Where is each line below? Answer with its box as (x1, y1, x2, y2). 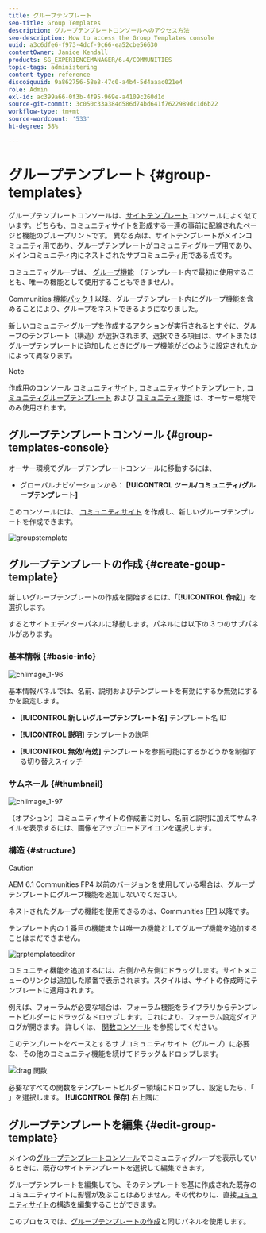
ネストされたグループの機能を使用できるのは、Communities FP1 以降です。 (8, 907, 253, 916)
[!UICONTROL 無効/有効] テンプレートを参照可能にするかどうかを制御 (19, 746, 249, 756)
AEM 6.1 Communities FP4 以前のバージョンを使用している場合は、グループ (8, 880, 256, 889)
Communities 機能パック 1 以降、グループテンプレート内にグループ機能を (8, 294, 248, 303)
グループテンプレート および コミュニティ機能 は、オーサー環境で (42, 392, 256, 402)
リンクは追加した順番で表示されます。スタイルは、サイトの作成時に (29, 976, 252, 985)
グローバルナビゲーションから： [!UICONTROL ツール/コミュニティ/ (19, 480, 242, 489)
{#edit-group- (145, 1118, 217, 1131)
